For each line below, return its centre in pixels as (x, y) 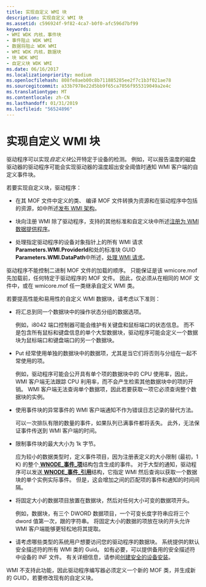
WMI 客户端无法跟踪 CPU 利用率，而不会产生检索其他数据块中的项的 (101, 382)
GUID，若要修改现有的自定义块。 (55, 578)
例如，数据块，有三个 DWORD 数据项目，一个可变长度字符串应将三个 (102, 513)
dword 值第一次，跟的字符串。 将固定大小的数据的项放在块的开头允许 (103, 521)
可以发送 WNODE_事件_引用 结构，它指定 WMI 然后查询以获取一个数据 (109, 472)
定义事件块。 (22, 175)
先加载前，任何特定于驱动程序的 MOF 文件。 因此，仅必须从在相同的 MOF (99, 278)
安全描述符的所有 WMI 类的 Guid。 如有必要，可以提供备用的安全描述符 (105, 550)
